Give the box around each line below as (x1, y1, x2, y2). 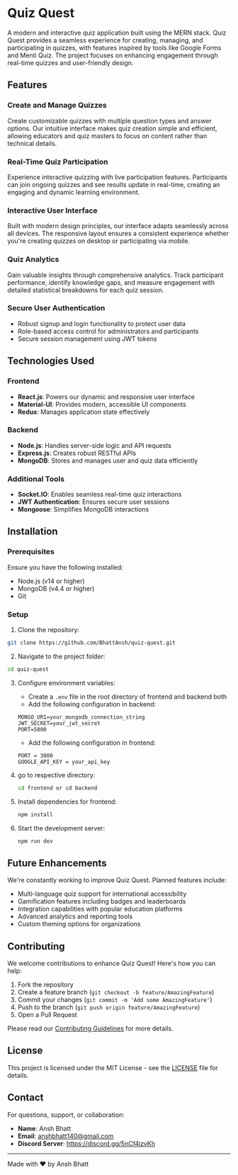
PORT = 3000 (17, 752, 53, 759)
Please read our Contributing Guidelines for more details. (7, 1024, 174, 1033)
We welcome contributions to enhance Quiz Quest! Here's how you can (7, 959, 216, 968)
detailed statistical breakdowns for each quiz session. (7, 286, 164, 294)
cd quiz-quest (7, 665, 50, 673)
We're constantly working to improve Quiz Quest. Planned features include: (7, 876, 227, 884)
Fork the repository (17, 980, 74, 989)
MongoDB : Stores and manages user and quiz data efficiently (17, 456, 198, 465)
